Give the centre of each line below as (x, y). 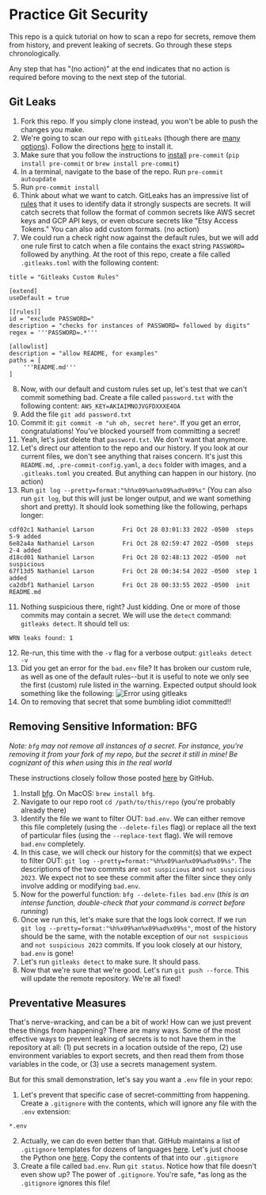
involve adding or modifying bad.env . (80, 885)
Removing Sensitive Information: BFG (103, 727)
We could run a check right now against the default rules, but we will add (139, 237)
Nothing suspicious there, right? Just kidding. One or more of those (130, 607)
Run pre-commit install (60, 187)
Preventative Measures (68, 1003)
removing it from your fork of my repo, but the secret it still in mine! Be (123, 754)
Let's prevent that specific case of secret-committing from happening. (135, 1095)
